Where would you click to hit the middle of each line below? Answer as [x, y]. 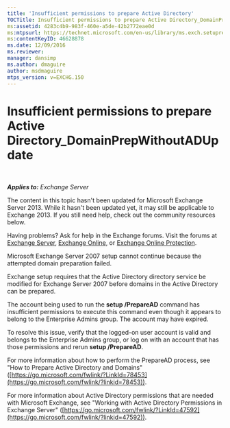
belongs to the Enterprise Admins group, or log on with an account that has [113, 340]
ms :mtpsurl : [24, 33]
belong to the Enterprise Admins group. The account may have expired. [108, 319]
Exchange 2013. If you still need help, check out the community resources [111, 215]
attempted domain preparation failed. [60, 263]
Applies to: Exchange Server [48, 187]
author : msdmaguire [35, 71]
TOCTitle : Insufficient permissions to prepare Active [87, 20]
